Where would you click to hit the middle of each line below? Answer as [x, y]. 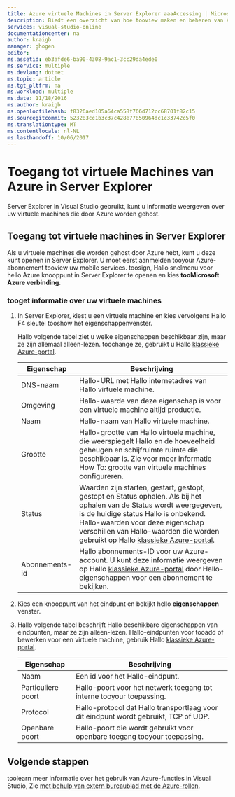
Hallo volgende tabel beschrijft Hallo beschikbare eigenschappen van [117, 625]
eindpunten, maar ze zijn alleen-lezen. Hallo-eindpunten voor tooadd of [120, 632]
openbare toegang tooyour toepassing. [140, 737]
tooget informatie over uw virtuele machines [85, 300]
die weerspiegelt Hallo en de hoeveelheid [147, 441]
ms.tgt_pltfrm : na [34, 85]
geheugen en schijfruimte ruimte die [138, 450]
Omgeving [38, 406]
